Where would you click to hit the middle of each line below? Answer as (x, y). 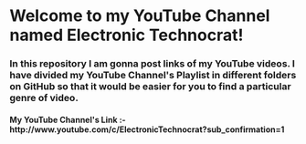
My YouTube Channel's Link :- (68, 119)
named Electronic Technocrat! (127, 35)
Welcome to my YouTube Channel (140, 16)
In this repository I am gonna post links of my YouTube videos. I (152, 64)
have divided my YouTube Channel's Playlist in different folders (153, 76)
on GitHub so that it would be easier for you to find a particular (150, 87)
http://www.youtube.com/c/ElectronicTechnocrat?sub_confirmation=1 (147, 129)
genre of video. (44, 98)
